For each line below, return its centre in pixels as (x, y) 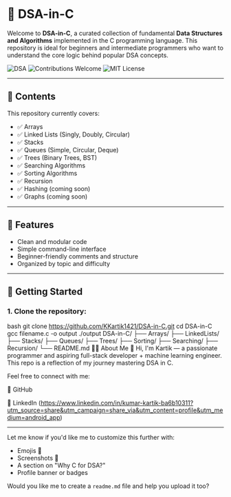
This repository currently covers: (53, 113)
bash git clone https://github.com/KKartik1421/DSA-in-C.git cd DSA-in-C (110, 326)
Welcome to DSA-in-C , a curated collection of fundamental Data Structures (115, 33)
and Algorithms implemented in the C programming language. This (102, 40)
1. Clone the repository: (47, 311)
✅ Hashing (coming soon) (54, 188)
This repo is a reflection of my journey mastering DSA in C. (90, 363)
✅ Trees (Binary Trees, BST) (57, 157)
